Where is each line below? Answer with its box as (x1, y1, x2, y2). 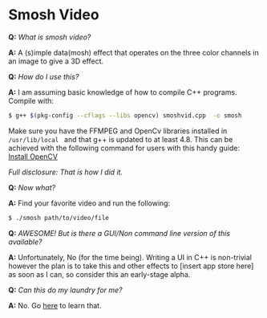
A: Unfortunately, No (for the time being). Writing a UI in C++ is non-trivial (8, 252, 253, 262)
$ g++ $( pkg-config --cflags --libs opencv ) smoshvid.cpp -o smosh (8, 111, 242, 120)
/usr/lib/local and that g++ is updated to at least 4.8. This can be (8, 134, 233, 144)
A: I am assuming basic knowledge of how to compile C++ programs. (8, 87, 238, 97)
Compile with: (8, 96, 55, 105)
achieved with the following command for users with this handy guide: (8, 143, 241, 153)
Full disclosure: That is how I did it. (8, 167, 123, 177)
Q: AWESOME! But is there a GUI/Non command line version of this (8, 228, 231, 238)
